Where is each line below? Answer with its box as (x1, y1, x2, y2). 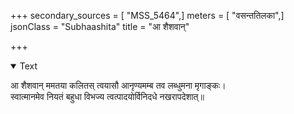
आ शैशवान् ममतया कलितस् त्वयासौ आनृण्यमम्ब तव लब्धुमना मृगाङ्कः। (10, 80, 227, 91)
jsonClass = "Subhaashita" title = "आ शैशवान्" (10, 21, 190, 32)
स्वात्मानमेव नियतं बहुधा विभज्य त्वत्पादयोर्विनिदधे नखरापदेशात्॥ (10, 91, 205, 102)
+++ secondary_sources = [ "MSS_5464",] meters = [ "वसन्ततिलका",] (10, 10, 285, 21)
